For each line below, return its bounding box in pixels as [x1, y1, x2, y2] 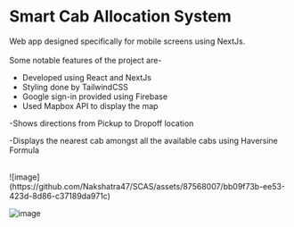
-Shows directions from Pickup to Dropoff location [9, 118, 194, 129]
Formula [9, 145, 40, 156]
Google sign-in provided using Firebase [21, 91, 167, 102]
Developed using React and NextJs [21, 71, 151, 82]
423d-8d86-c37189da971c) [9, 190, 111, 201]
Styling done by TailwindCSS [21, 81, 129, 92]
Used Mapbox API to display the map [21, 100, 159, 111]
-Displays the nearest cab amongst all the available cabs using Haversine [9, 135, 279, 146]
